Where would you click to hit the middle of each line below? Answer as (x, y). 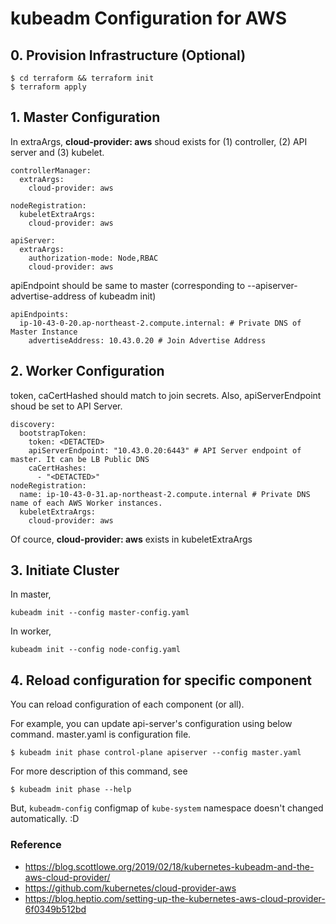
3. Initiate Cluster (65, 570)
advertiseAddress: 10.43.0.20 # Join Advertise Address (147, 340)
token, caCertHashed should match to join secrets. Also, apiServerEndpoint (166, 395)
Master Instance (44, 332)
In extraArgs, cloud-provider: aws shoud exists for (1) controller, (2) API (159, 141)
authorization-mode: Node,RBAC (93, 258)
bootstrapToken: (53, 433)
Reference (36, 845)
